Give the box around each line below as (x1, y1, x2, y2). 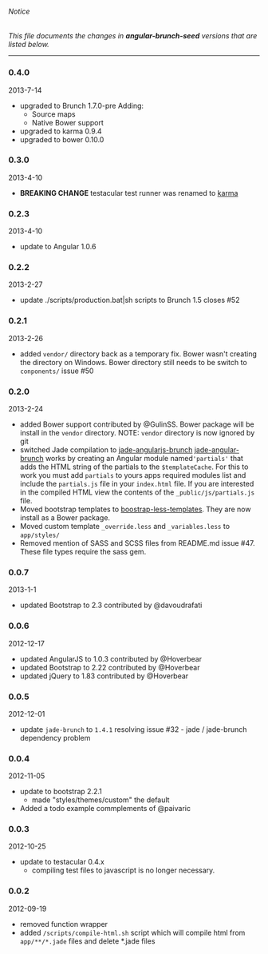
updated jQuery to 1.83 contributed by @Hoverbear (19, 671, 189, 681)
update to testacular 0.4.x (19, 857, 105, 867)
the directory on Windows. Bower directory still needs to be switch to (19, 357, 247, 367)
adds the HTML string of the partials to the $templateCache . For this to (19, 462, 249, 471)
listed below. (8, 40, 49, 50)
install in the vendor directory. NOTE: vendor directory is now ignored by (19, 427, 255, 437)
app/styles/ (19, 531, 60, 539)
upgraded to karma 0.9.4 (19, 126, 102, 136)
